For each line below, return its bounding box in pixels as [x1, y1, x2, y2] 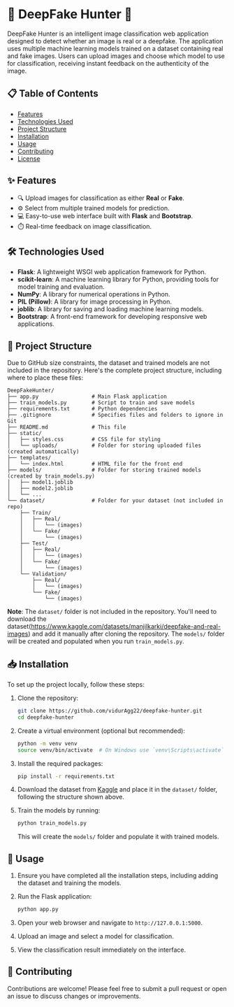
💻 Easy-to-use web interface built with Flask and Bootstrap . [17, 211, 193, 220]
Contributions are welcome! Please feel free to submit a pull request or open [7, 984, 227, 992]
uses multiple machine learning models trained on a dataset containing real [7, 44, 224, 52]
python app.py [17, 906, 59, 913]
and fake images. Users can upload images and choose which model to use [7, 52, 225, 60]
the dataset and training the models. [17, 879, 122, 887]
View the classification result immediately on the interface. [17, 945, 187, 954]
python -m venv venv [17, 740, 78, 747]
